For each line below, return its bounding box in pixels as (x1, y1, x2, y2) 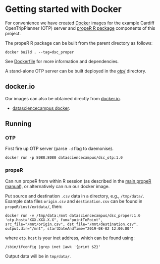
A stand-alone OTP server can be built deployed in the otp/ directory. (5, 68, 147, 74)
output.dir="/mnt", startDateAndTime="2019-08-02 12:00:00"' (5, 226, 134, 231)
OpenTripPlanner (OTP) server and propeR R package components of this (5, 25, 156, 31)
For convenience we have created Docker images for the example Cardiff (5, 20, 155, 26)
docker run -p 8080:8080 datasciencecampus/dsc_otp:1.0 (5, 155, 123, 160)
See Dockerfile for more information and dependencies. (5, 58, 119, 64)
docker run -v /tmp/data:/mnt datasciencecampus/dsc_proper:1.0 (5, 213, 141, 218)
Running (5, 120, 32, 128)
